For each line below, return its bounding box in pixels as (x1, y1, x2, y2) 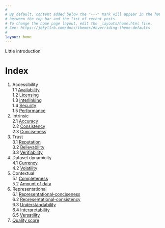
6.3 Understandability (12, 201, 56, 207)
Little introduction (5, 48, 41, 54)
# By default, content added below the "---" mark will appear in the (5, 12, 153, 17)
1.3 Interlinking (12, 97, 42, 103)
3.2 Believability (12, 144, 45, 150)
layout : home (5, 35, 32, 40)
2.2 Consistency (12, 123, 46, 129)
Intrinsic (12, 113, 29, 118)
